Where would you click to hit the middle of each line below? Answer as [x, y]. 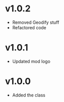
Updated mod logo [31, 61]
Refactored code [29, 27]
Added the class [29, 95]
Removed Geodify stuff [36, 22]
